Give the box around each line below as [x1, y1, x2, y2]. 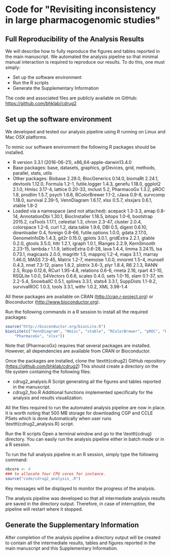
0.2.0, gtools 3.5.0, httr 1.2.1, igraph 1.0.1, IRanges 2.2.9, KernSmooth [12, 240, 156, 246]
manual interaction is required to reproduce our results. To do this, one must [5, 59, 165, 65]
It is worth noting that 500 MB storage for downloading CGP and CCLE [5, 410, 153, 416]
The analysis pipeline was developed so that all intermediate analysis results [5, 495, 165, 502]
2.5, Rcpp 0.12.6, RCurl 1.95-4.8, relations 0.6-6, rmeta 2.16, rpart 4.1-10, [12, 267, 163, 273]
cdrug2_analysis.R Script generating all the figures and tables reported [12, 378, 161, 385]
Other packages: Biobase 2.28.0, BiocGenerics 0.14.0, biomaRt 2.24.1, [12, 175, 159, 181]
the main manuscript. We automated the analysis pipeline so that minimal [5, 53, 159, 60]
